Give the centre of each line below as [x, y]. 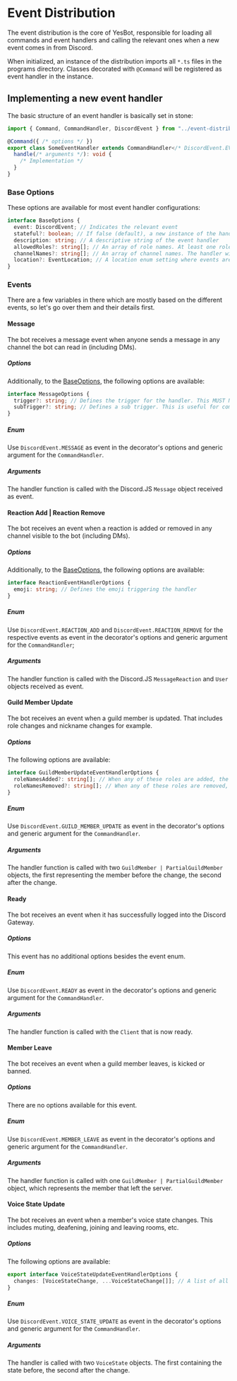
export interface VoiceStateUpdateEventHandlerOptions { [93, 1274]
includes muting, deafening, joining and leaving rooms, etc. [93, 1227]
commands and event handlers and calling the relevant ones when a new [114, 40]
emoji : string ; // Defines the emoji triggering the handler [105, 589]
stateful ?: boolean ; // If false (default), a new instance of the [115, 234]
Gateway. [21, 922]
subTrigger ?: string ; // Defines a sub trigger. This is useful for [116, 407]
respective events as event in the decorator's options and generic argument [117, 637]
